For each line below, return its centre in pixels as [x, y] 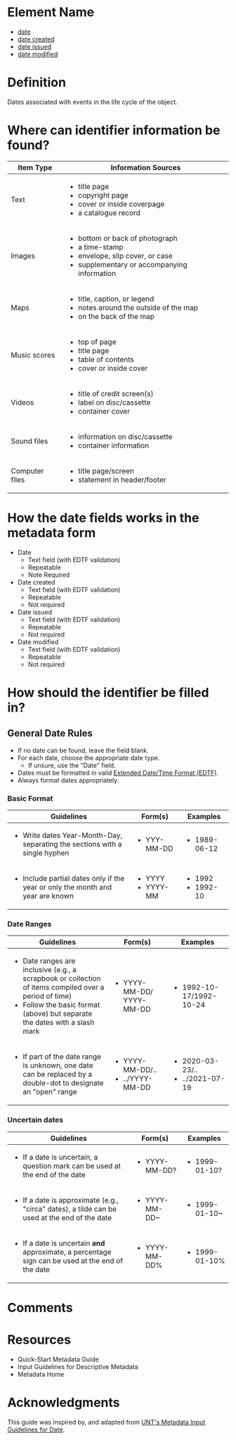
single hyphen [46, 853]
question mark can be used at [72, 1165]
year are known [48, 896]
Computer [27, 471]
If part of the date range [62, 1056]
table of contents [106, 359]
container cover [104, 411]
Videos [22, 402]
